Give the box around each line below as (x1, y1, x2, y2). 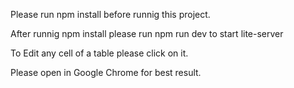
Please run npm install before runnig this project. (10, 9, 211, 20)
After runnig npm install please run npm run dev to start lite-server (10, 28, 284, 39)
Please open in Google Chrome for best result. (10, 67, 202, 78)
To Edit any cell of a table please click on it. (10, 47, 189, 59)
